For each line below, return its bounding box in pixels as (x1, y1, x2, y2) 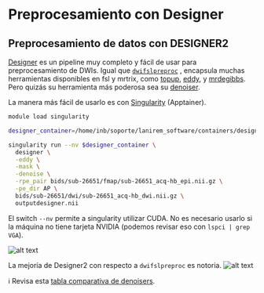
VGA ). (8, 230, 24, 240)
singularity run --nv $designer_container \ (8, 141, 156, 149)
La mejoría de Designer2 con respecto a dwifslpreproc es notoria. (8, 260, 222, 269)
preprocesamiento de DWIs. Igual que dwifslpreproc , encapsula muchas (8, 66, 245, 75)
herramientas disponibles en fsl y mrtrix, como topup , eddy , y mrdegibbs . (8, 74, 246, 83)
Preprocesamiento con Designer (8, 5, 224, 24)
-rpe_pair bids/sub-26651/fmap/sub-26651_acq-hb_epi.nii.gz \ (15, 178, 223, 186)
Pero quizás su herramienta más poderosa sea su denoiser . (8, 82, 200, 92)
